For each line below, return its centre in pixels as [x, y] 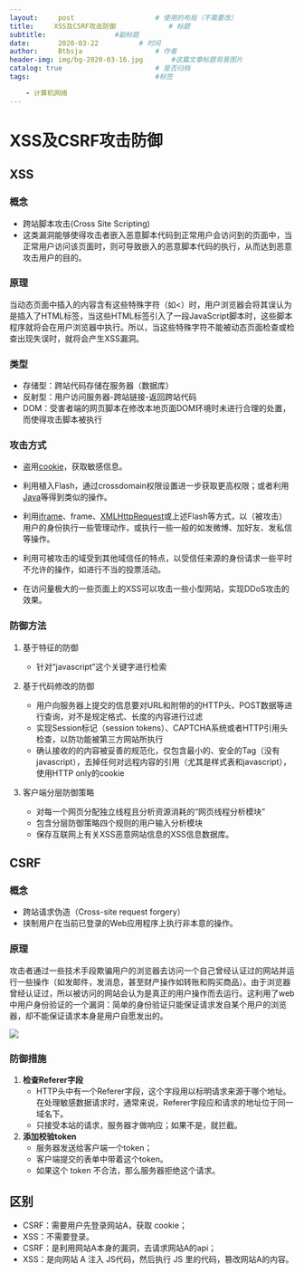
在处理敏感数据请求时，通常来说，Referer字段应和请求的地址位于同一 [165, 1102]
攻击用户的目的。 [54, 257]
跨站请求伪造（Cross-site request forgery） [104, 912]
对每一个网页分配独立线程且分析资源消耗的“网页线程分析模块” [150, 811]
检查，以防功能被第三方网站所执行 [100, 739]
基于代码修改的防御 [58, 685]
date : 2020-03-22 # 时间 [85, 43]
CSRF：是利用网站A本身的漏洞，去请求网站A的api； [119, 1248]
